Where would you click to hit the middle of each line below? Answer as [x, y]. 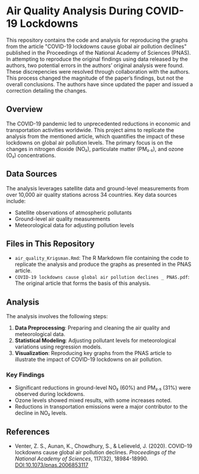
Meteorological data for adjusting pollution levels [75, 225]
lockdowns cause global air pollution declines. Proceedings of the [95, 453]
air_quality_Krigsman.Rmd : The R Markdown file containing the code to [102, 258]
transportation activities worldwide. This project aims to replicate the [90, 130]
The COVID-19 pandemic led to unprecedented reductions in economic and [98, 124]
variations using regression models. [58, 347]
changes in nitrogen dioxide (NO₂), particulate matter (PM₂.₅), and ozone [95, 149]
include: [16, 201]
